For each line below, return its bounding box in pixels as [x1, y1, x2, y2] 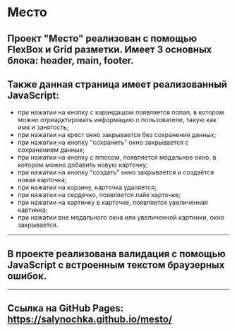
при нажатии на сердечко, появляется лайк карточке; [17, 191, 181, 199]
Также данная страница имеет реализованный [7, 78, 228, 90]
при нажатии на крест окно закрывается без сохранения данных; [17, 131, 217, 139]
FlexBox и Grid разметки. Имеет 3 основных [7, 43, 212, 55]
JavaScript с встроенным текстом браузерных [7, 259, 225, 271]
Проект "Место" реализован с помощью [7, 32, 197, 45]
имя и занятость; [17, 123, 69, 131]
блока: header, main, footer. [7, 54, 134, 66]
